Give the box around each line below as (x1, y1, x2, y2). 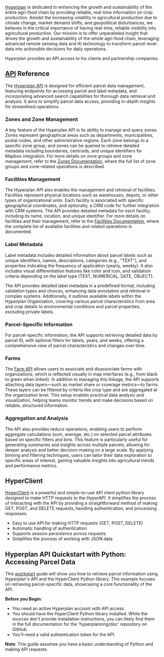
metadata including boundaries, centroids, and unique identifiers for (5, 148, 142, 154)
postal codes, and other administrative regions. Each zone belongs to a (5, 138, 148, 143)
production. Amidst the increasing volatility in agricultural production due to (5, 15, 158, 20)
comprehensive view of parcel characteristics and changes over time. (5, 343, 146, 348)
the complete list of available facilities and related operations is (5, 224, 132, 229)
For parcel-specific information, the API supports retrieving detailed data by (5, 332, 158, 338)
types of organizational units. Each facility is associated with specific (5, 198, 144, 203)
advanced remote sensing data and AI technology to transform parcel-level (5, 41, 157, 46)
